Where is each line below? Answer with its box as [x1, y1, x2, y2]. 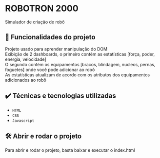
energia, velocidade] [5, 56, 46, 62]
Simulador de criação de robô [5, 19, 65, 25]
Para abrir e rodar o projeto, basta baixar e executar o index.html [5, 147, 135, 153]
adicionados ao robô [5, 77, 46, 83]
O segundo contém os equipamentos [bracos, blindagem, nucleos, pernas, [5, 61, 156, 67]
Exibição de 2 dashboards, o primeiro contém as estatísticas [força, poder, [5, 51, 155, 57]
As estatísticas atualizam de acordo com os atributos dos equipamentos [5, 71, 150, 78]
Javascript [12, 118, 35, 123]
